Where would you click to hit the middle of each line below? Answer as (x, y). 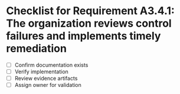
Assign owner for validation (48, 85)
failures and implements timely (84, 36)
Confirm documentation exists (51, 65)
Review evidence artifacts (46, 79)
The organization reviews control (89, 23)
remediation (36, 49)
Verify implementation (42, 72)
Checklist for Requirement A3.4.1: (91, 11)
